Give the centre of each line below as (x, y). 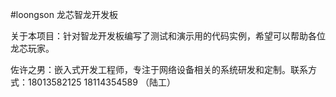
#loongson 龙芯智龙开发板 (64, 14)
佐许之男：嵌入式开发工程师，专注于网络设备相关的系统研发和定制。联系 (159, 69)
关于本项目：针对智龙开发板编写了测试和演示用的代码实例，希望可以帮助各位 (168, 36)
